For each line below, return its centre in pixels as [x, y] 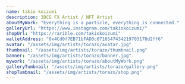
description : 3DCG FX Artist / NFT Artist [59, 17]
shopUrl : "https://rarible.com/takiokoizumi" [63, 34]
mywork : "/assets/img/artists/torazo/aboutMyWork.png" [76, 61]
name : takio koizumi [32, 12]
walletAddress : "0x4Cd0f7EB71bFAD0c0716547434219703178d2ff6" [85, 39]
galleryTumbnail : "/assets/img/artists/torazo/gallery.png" [82, 67]
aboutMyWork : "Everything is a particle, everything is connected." [93, 22]
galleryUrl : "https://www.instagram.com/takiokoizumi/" [77, 28]
